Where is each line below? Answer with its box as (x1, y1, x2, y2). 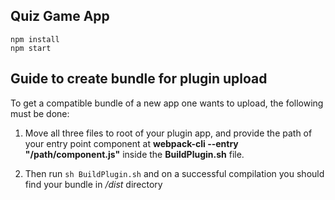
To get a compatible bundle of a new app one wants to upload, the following (10, 97, 324, 109)
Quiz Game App (10, 8, 110, 25)
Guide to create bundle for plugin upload (10, 70, 268, 88)
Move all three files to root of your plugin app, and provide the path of (24, 127, 313, 139)
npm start (10, 43, 52, 53)
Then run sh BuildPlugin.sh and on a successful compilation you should (24, 167, 325, 179)
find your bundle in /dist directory (24, 178, 163, 190)
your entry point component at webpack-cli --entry (24, 137, 239, 149)
